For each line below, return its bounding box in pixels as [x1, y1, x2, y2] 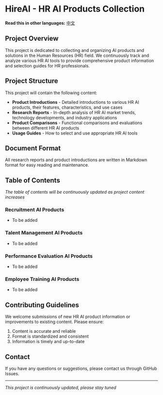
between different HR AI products [12, 125, 79, 131]
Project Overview [5, 34, 59, 43]
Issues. [5, 371, 19, 377]
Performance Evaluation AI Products [5, 252, 93, 259]
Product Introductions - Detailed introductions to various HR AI [12, 99, 139, 105]
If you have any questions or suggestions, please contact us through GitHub [5, 365, 157, 371]
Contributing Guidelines [5, 301, 79, 309]
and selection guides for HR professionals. [5, 63, 90, 68]
